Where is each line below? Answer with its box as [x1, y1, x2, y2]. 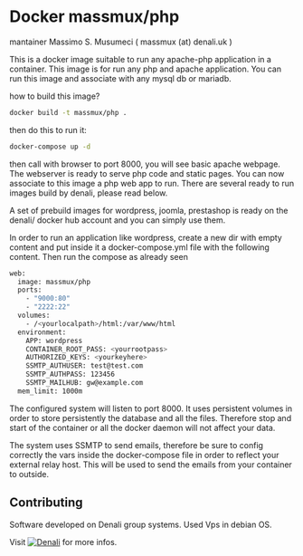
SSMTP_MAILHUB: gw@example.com [25, 379, 144, 388]
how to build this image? [9, 91, 100, 101]
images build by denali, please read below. [9, 187, 168, 198]
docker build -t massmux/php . [9, 108, 128, 117]
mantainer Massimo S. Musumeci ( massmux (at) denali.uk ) [9, 36, 232, 47]
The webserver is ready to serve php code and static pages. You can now [9, 168, 285, 178]
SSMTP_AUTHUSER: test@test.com [25, 361, 144, 370]
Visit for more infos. [9, 536, 118, 547]
